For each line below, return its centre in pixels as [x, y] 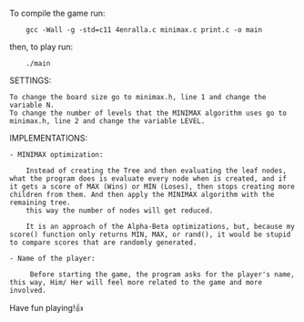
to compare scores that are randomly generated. [103, 243]
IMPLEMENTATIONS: [49, 138]
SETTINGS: [30, 80]
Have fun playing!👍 [46, 308]
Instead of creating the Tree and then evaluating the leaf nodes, [156, 171]
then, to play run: [41, 47]
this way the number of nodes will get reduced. [120, 211]
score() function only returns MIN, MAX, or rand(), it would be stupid [150, 234]
